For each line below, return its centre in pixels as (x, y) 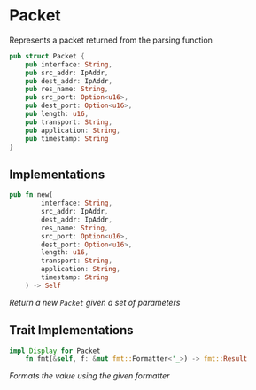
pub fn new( (31, 195)
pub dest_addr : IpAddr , (69, 81)
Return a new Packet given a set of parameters (95, 302)
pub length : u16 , (57, 114)
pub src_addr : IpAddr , (67, 73)
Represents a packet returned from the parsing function (111, 40)
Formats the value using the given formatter (89, 376)
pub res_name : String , (67, 90)
